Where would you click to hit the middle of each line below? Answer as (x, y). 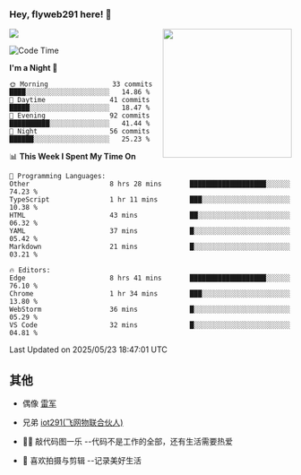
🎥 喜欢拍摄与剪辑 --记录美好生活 (82, 461)
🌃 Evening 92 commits (80, 116)
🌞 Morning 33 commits (81, 84)
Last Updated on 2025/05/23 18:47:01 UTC (89, 350)
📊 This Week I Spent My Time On (73, 157)
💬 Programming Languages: (57, 177)
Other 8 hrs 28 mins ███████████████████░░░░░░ (150, 184)
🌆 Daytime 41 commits (80, 100)
